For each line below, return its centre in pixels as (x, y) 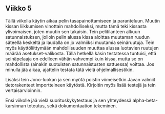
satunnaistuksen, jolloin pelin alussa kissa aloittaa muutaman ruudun (78, 37)
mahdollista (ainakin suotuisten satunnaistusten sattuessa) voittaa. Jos (80, 64)
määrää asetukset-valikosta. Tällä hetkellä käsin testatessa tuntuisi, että (81, 53)
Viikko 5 (18, 8)
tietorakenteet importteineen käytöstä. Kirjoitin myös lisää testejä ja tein (81, 85)
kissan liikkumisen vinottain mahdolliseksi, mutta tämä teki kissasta (76, 26)
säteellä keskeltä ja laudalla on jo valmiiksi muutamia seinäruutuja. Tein (80, 42)
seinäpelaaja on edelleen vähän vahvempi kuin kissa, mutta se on (74, 59)
